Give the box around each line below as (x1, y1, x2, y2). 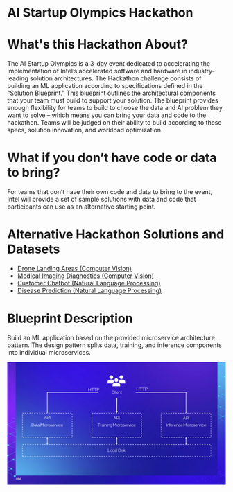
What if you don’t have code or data (7, 150, 217, 166)
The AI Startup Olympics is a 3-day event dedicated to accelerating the (7, 60, 210, 68)
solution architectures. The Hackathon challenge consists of (30, 74, 202, 82)
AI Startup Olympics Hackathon (7, 5, 193, 21)
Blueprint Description (7, 310, 133, 326)
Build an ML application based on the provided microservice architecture (7, 333, 215, 342)
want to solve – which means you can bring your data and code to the (7, 111, 207, 119)
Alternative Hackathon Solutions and (7, 227, 225, 243)
